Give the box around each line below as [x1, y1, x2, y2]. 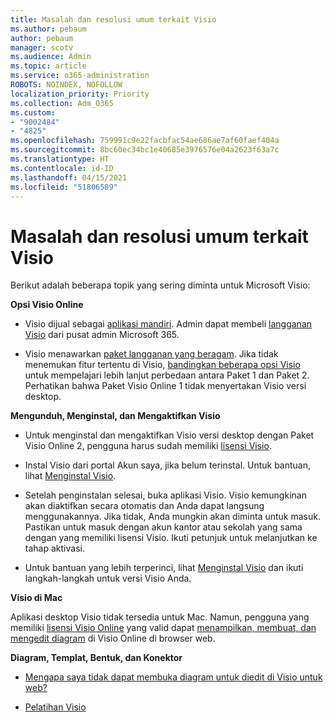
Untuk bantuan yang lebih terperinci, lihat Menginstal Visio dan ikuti [24, 562, 304, 574]
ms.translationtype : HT [10, 154, 110, 164]
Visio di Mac [10, 592, 63, 604]
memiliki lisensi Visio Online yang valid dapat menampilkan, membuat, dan [10, 622, 317, 634]
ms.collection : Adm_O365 [10, 98, 114, 108]
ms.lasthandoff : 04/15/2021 [10, 172, 128, 183]
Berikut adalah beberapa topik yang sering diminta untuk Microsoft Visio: [10, 279, 311, 291]
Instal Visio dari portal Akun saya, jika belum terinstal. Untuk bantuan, [24, 459, 312, 471]
